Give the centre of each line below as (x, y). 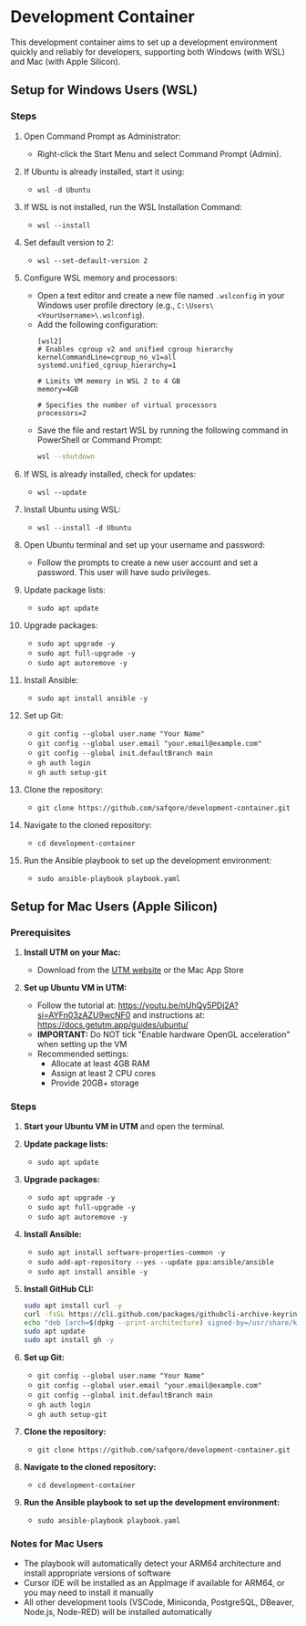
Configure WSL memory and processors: (100, 278)
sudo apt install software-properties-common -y (131, 1253)
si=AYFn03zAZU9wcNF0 (84, 1015)
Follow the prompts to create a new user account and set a (148, 562)
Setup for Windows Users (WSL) (104, 90)
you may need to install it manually (88, 1593)
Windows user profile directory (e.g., (106, 305)
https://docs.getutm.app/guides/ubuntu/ (113, 1025)
